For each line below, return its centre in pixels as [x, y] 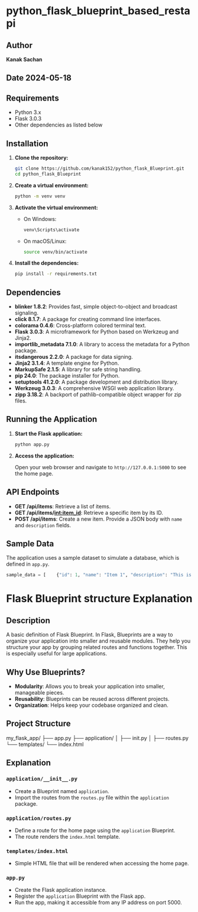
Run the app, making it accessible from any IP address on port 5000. [98, 903]
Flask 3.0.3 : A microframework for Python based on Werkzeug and [97, 332]
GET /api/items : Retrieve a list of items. [63, 506]
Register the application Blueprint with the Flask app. [80, 896]
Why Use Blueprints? [46, 672]
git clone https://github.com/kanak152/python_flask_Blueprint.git [99, 169]
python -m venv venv [40, 196]
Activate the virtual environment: [56, 207]
